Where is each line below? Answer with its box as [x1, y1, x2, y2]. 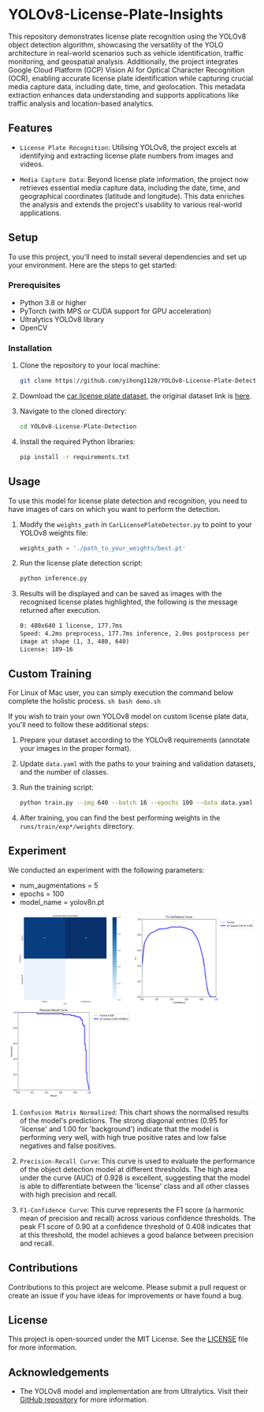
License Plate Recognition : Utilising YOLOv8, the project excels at [19, 142, 237, 151]
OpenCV [19, 323, 48, 332]
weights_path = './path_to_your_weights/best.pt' [19, 544, 187, 552]
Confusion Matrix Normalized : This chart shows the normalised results [19, 1107, 250, 1117]
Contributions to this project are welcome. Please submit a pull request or [8, 1282, 247, 1291]
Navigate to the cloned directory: [19, 406, 128, 416]
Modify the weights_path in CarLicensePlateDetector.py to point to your [19, 519, 252, 529]
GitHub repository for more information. [19, 1395, 148, 1405]
